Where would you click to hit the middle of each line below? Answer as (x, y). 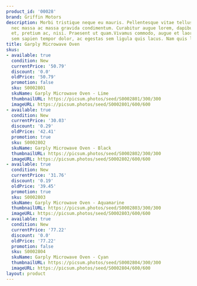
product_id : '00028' (31, 11)
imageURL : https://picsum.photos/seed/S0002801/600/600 (81, 104)
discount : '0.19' (33, 181)
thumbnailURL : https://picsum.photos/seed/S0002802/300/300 (86, 153)
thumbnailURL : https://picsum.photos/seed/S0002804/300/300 (86, 263)
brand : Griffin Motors (34, 17)
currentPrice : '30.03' (39, 121)
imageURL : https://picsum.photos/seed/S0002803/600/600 (81, 214)
